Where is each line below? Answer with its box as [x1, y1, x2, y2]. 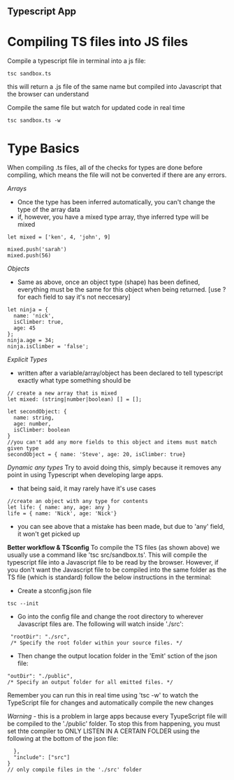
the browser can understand [7, 90, 89, 99]
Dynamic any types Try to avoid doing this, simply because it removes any [7, 463, 221, 471]
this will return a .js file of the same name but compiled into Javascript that [7, 83, 222, 91]
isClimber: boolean [13, 427, 71, 434]
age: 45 [13, 325, 36, 332]
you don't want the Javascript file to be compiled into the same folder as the [7, 566, 227, 574]
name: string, [13, 414, 54, 422]
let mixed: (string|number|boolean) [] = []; [7, 396, 142, 403]
